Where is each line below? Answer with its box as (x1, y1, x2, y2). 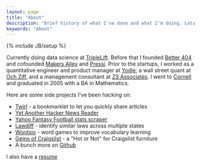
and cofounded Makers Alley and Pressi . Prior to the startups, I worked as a (6, 60, 194, 68)
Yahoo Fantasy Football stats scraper (14, 116, 107, 123)
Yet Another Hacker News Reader (14, 109, 99, 117)
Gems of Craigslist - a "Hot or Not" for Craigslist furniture (14, 135, 158, 142)
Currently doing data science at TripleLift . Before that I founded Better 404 (6, 54, 192, 61)
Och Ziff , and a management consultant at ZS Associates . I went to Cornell (6, 73, 192, 80)
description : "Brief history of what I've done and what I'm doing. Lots (6, 20, 196, 26)
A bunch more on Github (14, 141, 77, 148)
